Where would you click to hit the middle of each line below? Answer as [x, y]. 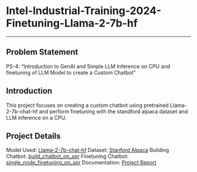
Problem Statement [42, 52]
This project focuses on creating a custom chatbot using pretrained [87, 105]
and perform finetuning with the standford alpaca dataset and [113, 111]
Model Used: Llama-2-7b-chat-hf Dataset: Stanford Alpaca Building [88, 150]
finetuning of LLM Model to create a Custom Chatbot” [71, 72]
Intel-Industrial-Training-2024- [84, 11]
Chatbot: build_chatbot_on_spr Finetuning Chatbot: [67, 156]
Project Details [33, 136]
